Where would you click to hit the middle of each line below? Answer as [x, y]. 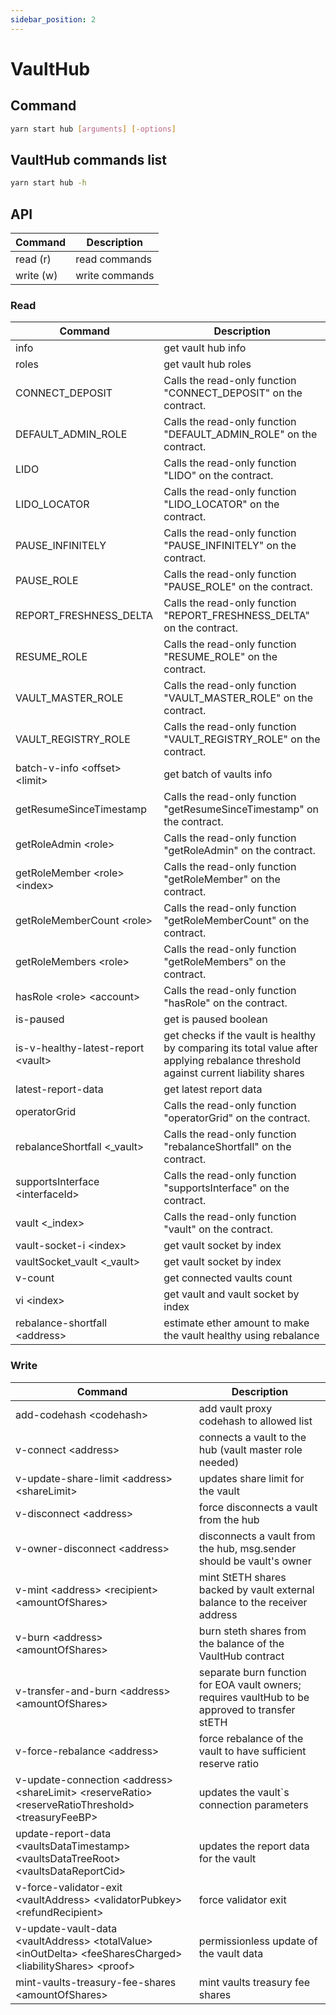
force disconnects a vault [258, 1507]
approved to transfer [247, 1709]
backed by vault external [256, 1589]
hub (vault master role [250, 1449]
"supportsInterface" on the [226, 1188]
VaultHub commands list [89, 159]
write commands [115, 275]
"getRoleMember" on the [222, 879]
